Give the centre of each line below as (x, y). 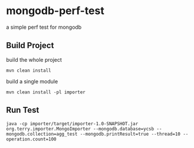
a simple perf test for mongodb (44, 27)
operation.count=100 (32, 139)
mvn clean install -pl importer (46, 92)
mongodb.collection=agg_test (42, 134)
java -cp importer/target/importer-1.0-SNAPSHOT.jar (72, 124)
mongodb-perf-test (55, 11)
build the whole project (34, 59)
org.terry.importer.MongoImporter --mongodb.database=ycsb (80, 129)
